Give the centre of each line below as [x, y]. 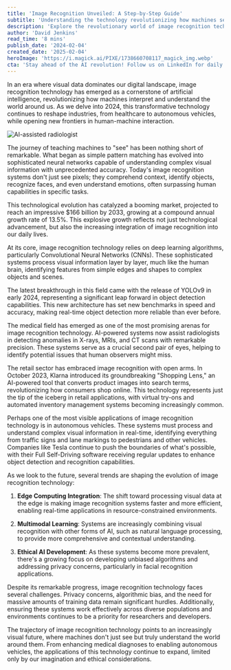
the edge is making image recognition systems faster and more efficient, [120, 503]
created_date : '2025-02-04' [47, 52]
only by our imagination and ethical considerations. [79, 659]
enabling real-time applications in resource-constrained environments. [117, 510]
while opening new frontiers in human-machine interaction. [91, 121]
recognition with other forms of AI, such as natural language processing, [120, 531]
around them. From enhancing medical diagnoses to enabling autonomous [112, 644]
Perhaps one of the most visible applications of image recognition [100, 418]
